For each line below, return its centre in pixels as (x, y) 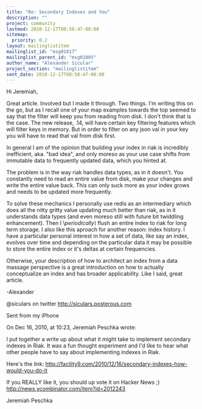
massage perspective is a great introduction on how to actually (85, 267)
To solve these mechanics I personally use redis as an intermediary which (99, 204)
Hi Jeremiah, (22, 91)
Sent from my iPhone (33, 316)
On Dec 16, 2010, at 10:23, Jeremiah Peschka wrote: (71, 327)
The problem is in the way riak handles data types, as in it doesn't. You (95, 172)
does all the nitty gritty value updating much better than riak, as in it (91, 210)
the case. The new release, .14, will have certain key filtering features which (101, 123)
